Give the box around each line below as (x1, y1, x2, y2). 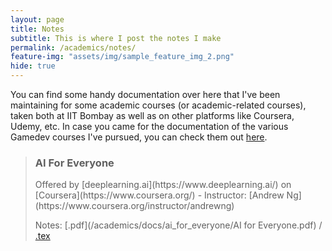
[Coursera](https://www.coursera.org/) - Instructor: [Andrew (34, 189, 285, 201)
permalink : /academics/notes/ (10, 42, 137, 53)
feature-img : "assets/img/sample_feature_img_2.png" (10, 52, 235, 62)
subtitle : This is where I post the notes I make (10, 33, 222, 43)
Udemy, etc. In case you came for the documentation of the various (10, 121, 289, 132)
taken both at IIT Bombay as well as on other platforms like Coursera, (10, 110, 295, 121)
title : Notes (10, 24, 65, 34)
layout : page (10, 14, 65, 25)
